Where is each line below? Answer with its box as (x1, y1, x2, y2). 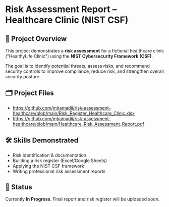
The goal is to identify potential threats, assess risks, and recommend (5, 63, 150, 69)
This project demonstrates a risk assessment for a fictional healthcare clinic (5, 48, 164, 54)
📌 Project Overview (5, 34, 67, 43)
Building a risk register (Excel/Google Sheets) (12, 158, 107, 164)
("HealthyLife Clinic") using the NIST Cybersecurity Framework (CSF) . (5, 53, 153, 59)
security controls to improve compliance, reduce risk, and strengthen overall (5, 68, 164, 74)
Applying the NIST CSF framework (12, 163, 84, 169)
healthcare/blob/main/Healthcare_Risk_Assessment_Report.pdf (12, 121, 145, 127)
